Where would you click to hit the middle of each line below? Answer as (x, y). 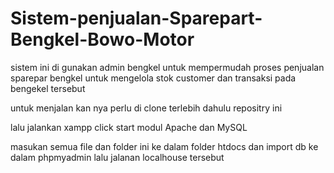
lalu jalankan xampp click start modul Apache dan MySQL (129, 127)
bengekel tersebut (48, 88)
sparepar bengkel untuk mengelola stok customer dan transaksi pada (153, 78)
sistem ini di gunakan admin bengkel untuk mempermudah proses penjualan (167, 67)
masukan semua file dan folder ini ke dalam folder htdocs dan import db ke (164, 146)
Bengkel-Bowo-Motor (102, 39)
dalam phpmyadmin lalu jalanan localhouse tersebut (117, 157)
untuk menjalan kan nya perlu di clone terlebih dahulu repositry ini (146, 108)
